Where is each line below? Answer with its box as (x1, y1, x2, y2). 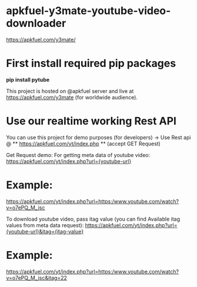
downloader (6, 16, 66, 30)
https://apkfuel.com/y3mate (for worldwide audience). (6, 94, 138, 101)
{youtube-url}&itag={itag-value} (6, 228, 84, 235)
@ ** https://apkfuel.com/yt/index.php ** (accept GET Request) (6, 140, 161, 147)
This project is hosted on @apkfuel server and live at (6, 87, 134, 95)
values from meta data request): (6, 222, 84, 229)
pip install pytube (6, 76, 50, 83)
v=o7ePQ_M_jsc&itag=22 (6, 274, 68, 281)
